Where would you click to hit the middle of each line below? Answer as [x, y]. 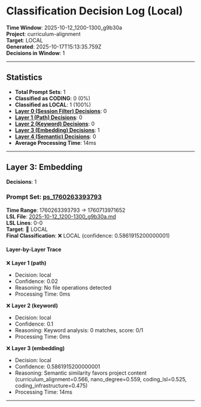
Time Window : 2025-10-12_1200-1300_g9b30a [64, 28]
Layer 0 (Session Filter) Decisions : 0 [61, 111]
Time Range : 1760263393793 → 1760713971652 [66, 210]
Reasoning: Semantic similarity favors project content [81, 373]
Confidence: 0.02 [36, 281]
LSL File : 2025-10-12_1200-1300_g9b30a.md [61, 216]
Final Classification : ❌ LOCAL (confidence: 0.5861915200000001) [88, 235]
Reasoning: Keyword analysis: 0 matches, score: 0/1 [79, 330]
